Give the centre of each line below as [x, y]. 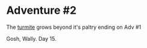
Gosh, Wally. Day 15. [31, 38]
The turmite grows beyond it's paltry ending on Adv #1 [74, 27]
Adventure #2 [42, 10]
